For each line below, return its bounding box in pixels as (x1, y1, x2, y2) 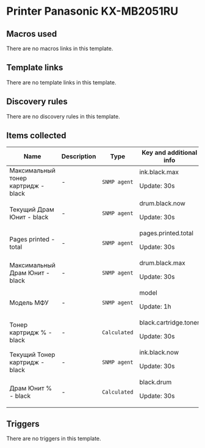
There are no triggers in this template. (6, 435, 102, 442)
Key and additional (141, 149, 197, 157)
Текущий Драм (9, 205, 55, 214)
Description (61, 152, 96, 161)
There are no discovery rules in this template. (6, 112, 120, 120)
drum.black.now (139, 199, 186, 208)
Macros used (6, 29, 57, 39)
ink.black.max (139, 168, 179, 177)
